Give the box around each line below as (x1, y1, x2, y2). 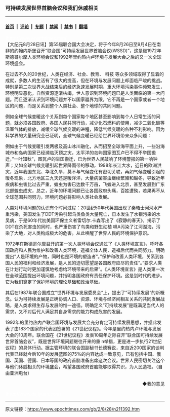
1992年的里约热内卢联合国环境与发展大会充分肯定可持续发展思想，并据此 (5, 319, 157, 325)
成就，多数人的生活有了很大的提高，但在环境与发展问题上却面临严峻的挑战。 (5, 77, 165, 83)
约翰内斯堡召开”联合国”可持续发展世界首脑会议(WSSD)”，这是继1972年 (14, 47, 162, 54)
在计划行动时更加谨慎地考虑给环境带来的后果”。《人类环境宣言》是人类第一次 (5, 266, 165, 272)
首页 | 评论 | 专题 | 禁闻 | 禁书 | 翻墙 (5, 23, 88, 29)
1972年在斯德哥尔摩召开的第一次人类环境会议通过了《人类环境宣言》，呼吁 (5, 241, 159, 247)
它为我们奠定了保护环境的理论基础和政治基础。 (5, 279, 103, 285)
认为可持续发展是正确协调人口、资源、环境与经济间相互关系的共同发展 (14, 295, 160, 302)
